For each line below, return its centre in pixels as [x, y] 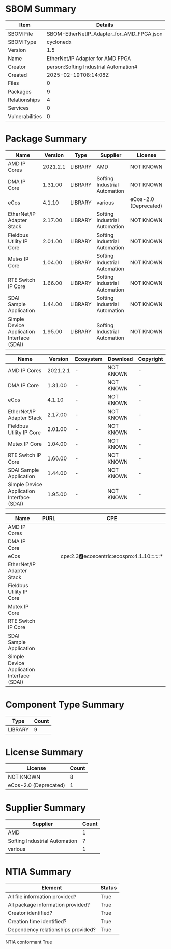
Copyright [151, 359]
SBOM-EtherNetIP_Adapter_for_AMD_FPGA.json [105, 34]
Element [52, 887]
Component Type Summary [65, 705]
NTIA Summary [38, 871]
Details [105, 25]
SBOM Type [22, 42]
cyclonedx [59, 42]
